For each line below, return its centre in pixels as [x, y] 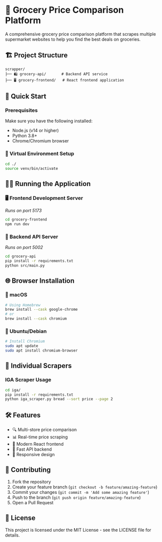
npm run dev [17, 224]
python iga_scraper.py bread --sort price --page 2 [59, 399]
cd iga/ [13, 390]
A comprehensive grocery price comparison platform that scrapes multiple [81, 34]
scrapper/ [15, 69]
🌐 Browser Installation [40, 281]
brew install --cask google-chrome [41, 310]
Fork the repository [32, 482]
